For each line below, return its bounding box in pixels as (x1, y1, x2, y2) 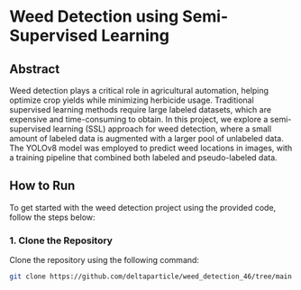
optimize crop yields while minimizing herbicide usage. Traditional (9, 95, 254, 105)
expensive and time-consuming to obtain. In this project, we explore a (9, 114, 269, 124)
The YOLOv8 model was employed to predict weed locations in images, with (9, 142, 293, 153)
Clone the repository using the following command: (9, 255, 200, 266)
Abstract (9, 61, 60, 77)
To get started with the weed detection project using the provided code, (9, 202, 277, 213)
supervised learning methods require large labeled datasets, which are (9, 104, 272, 114)
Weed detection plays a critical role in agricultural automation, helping (9, 86, 269, 95)
